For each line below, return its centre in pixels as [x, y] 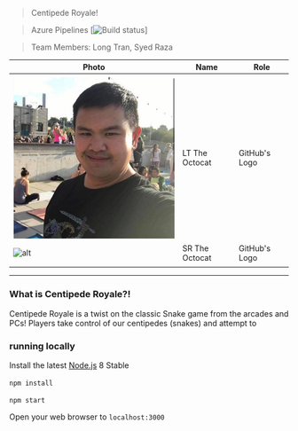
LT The [195, 153]
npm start [27, 401]
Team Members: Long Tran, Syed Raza [102, 47]
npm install [31, 384]
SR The [196, 248]
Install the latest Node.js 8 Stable [70, 365]
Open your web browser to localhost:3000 [87, 417]
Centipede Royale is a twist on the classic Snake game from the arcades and [149, 313]
